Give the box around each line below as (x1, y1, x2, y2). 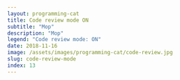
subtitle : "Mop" (7, 23, 54, 30)
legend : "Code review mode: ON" (7, 36, 101, 43)
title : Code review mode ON (7, 17, 89, 24)
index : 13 (7, 62, 36, 69)
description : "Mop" (7, 29, 64, 37)
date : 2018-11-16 (7, 42, 58, 49)
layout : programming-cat (7, 10, 80, 17)
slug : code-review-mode (7, 56, 77, 63)
